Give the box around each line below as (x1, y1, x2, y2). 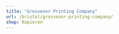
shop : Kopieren (6, 19, 43, 25)
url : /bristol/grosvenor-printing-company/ (6, 14, 114, 20)
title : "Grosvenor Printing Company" (6, 8, 98, 14)
